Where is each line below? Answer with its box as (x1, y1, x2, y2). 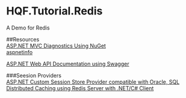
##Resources (6, 35, 40, 43)
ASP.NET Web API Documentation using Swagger (6, 60, 129, 67)
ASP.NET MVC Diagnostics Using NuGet (6, 42, 107, 49)
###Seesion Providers (6, 72, 62, 79)
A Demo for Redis (6, 24, 50, 31)
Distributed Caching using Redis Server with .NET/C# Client (6, 84, 154, 91)
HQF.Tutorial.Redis (6, 4, 103, 18)
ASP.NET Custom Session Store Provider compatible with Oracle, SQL (6, 78, 180, 85)
